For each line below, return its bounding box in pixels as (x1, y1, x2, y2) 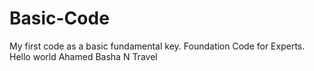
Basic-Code (9, 7, 110, 30)
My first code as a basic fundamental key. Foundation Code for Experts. (9, 40, 306, 52)
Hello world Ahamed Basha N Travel (9, 50, 158, 62)
